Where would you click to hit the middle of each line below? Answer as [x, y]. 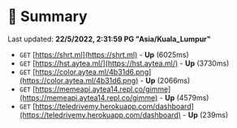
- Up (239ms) [206, 115]
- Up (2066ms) [165, 80]
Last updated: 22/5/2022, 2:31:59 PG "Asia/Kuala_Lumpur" [110, 39]
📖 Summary [47, 17]
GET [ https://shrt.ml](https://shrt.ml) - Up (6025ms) [104, 54]
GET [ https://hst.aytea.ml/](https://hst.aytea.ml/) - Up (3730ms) [124, 63]
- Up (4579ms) [184, 97]
